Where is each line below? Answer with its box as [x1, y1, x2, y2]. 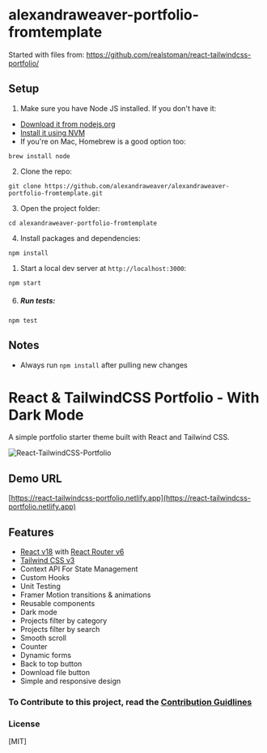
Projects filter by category [19, 616, 108, 626]
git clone [8, 182, 42, 190]
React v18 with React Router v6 [19, 547, 125, 557]
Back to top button [19, 659, 83, 669]
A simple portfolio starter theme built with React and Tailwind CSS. [8, 432, 230, 442]
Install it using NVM [19, 127, 86, 137]
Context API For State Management [19, 564, 138, 574]
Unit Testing [19, 582, 61, 592]
